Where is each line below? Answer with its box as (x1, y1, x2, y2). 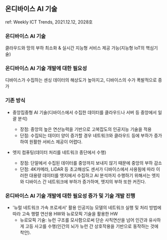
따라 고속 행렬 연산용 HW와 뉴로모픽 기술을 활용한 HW (12, 211, 118, 217)
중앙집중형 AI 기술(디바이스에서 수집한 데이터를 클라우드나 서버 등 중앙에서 (12, 109, 157, 115)
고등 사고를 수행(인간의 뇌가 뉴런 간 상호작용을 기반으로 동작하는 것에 (25, 224, 159, 229)
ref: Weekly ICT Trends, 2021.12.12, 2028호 (5, 19, 93, 25)
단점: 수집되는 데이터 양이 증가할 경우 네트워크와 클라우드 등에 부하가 (19, 132, 153, 138)
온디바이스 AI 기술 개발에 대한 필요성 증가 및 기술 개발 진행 (5, 192, 136, 199)
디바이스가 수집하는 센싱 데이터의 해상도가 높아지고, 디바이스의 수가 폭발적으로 (5, 77, 157, 83)
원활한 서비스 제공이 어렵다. (29, 139, 83, 145)
